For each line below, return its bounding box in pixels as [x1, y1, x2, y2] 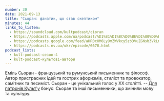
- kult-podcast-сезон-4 [9, 52, 58, 57]
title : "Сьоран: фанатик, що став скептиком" [5, 16, 99, 21]
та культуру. [5, 91, 31, 97]
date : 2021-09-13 [5, 12, 41, 17]
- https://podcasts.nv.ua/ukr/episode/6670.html [9, 43, 110, 48]
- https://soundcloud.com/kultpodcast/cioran [9, 30, 104, 34]
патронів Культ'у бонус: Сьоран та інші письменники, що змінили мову [5, 85, 154, 91]
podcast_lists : [5, 48, 36, 52]
